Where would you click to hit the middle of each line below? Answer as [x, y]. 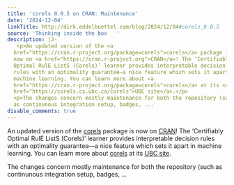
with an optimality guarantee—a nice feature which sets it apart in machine [115, 146]
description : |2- [32, 40]
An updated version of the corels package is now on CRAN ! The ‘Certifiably [116, 131]
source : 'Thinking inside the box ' [63, 33]
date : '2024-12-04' [36, 20]
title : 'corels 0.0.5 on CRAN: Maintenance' [73, 14]
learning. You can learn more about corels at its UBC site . [89, 153]
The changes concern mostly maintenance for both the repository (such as [115, 166]
